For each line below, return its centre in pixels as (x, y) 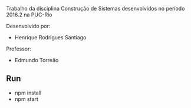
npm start (26, 99)
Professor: (19, 49)
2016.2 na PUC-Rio (29, 15)
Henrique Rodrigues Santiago (50, 37)
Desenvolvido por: (28, 26)
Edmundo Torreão (37, 60)
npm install (28, 93)
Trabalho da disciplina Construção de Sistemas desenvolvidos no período (95, 9)
